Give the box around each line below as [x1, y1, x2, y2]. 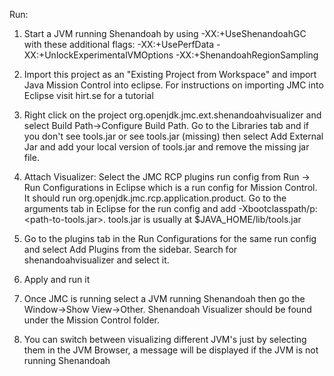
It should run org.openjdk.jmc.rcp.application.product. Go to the [23, 192, 287, 204]
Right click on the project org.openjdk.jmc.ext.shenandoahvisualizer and [23, 109, 322, 121]
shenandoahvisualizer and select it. [23, 254, 170, 266]
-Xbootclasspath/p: [238, 203, 318, 214]
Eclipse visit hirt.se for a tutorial [23, 90, 154, 101]
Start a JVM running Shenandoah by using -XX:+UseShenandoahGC [23, 28, 307, 39]
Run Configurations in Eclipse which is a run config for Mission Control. [23, 182, 318, 193]
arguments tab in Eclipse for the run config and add [23, 203, 237, 214]
